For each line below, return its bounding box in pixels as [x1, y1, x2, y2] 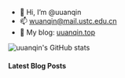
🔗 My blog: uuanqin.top [19, 28, 96, 37]
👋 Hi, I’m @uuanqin [19, 8, 82, 17]
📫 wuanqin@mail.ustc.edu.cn [19, 17, 117, 25]
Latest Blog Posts [8, 61, 67, 70]
